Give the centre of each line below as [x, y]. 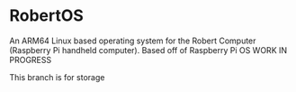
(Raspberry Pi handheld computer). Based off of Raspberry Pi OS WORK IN [148, 50]
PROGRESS [31, 60]
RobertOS [46, 16]
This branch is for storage [57, 77]
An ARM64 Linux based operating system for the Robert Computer [133, 41]
